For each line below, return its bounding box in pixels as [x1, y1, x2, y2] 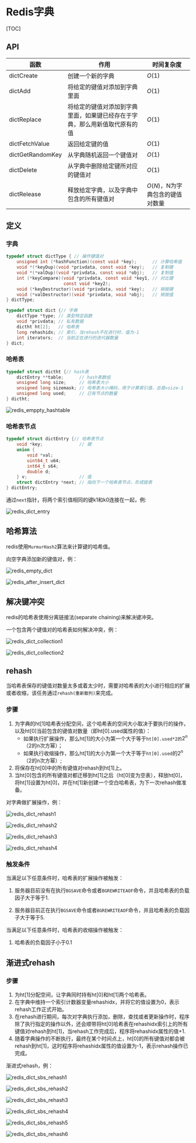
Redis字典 [6, 5, 54, 19]
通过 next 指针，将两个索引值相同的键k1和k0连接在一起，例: [6, 496, 147, 503]
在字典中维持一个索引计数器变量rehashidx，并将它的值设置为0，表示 [14, 998, 180, 1005]
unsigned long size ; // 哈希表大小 [16, 380, 109, 386]
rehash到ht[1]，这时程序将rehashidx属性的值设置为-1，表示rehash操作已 [14, 1042, 188, 1049]
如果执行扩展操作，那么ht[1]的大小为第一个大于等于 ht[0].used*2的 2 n [23, 734, 188, 742]
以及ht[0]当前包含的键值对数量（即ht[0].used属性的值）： [14, 727, 152, 734]
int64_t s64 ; [27, 463, 59, 469]
